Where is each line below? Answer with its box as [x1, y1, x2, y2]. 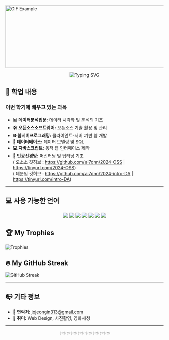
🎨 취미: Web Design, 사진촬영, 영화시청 [12, 315, 91, 321]
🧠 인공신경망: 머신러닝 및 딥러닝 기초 [12, 153, 84, 159]
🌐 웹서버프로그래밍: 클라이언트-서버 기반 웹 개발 [12, 132, 107, 138]
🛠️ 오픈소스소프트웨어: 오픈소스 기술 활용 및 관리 [12, 124, 107, 130]
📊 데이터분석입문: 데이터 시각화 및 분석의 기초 [12, 117, 103, 123]
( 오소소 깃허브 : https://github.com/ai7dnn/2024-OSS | [12, 159, 125, 165]
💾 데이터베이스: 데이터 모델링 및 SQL [12, 138, 84, 145]
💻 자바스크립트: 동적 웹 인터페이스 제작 [12, 145, 90, 151]
